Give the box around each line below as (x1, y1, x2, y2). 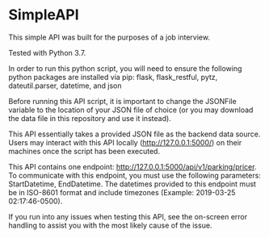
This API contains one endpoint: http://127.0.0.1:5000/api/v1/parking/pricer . (8, 161, 257, 171)
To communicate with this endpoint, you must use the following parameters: (8, 170, 261, 180)
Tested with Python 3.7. (8, 48, 86, 57)
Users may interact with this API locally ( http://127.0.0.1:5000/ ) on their (8, 137, 242, 147)
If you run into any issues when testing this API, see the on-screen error (8, 211, 248, 221)
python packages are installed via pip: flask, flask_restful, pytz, (8, 72, 218, 81)
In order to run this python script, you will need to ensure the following (8, 63, 242, 73)
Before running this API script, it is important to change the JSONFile (8, 96, 237, 106)
